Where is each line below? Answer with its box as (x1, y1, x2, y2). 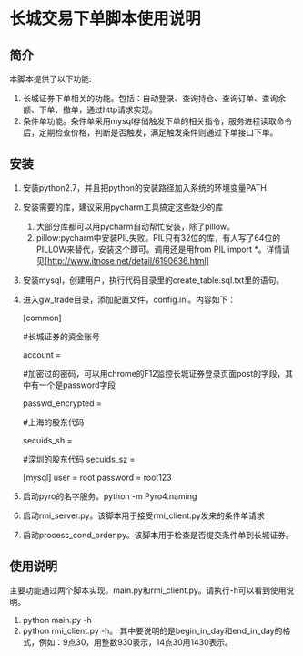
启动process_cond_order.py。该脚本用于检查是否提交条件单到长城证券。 (22, 529, 294, 540)
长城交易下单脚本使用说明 (9, 8, 202, 29)
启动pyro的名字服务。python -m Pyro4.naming (22, 490, 197, 502)
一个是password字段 (38, 380, 116, 390)
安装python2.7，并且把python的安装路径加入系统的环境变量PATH (22, 182, 267, 193)
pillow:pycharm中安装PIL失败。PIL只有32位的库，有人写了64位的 (35, 232, 280, 243)
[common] (22, 312, 62, 323)
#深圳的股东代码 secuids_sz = (22, 453, 136, 464)
